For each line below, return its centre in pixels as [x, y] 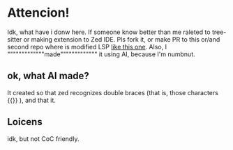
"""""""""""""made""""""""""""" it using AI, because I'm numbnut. [101, 54]
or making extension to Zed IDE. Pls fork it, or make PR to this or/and [122, 39]
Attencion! [38, 13]
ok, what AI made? [48, 76]
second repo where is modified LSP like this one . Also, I [87, 47]
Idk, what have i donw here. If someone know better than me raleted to [109, 32]
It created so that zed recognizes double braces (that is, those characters [113, 92]
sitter [15, 39]
